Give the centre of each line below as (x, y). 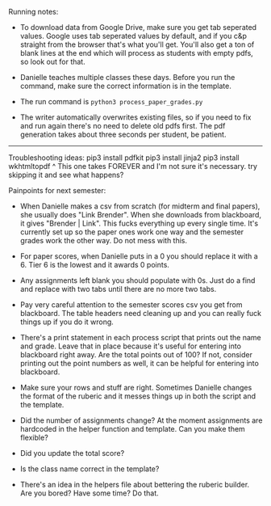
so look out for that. (53, 61)
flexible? (34, 437)
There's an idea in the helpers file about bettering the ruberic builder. (135, 485)
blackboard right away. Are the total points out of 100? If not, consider (136, 354)
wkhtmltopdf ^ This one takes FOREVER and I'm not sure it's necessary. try (133, 166)
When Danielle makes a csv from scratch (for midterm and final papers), (140, 206)
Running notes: (33, 12)
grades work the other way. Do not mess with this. (104, 240)
